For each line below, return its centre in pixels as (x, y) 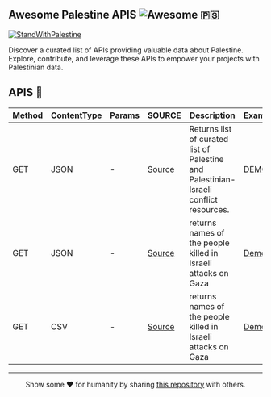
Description (212, 115)
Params (125, 115)
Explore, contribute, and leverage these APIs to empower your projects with (134, 58)
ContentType (77, 115)
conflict (203, 199)
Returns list (211, 128)
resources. (209, 209)
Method (28, 115)
